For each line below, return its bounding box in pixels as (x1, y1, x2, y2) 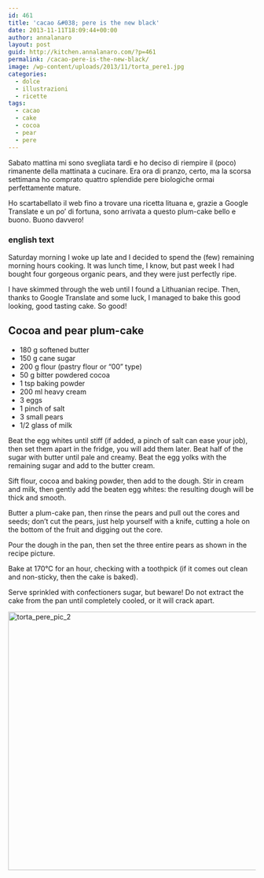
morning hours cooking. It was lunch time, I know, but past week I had (8, 261, 235, 270)
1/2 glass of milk (19, 420, 72, 430)
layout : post (8, 41, 51, 49)
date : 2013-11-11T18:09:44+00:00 (8, 26, 118, 34)
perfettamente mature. (8, 183, 81, 192)
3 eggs (19, 395, 43, 404)
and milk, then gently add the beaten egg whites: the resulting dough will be (8, 484, 254, 493)
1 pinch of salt (19, 404, 65, 413)
